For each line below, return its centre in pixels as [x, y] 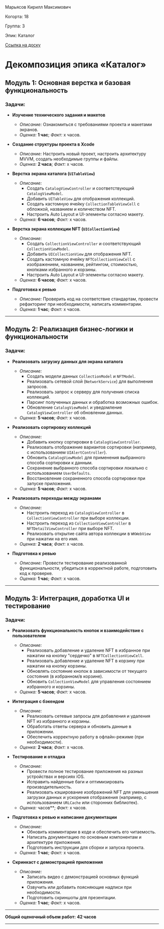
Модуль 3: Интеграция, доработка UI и [67, 598]
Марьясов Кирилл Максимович [38, 7]
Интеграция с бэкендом [38, 702]
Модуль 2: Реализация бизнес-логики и [69, 329]
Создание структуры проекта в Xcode [53, 144]
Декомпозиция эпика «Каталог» [76, 65]
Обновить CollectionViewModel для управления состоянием [89, 682]
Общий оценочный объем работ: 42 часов [51, 917]
